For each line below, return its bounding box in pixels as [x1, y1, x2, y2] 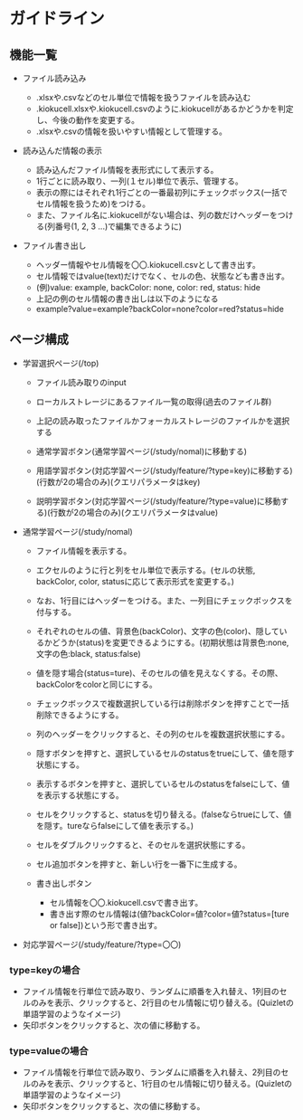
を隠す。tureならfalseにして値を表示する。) [35, 820, 194, 831]
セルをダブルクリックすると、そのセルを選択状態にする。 [35, 839, 251, 850]
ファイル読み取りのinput [35, 376, 127, 387]
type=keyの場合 [9, 963, 80, 976]
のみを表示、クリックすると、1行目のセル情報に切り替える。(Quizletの [30, 1078, 292, 1089]
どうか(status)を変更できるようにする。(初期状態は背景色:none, [52, 637, 289, 648]
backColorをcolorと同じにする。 [35, 679, 158, 689]
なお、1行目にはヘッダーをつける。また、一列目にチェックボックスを [35, 594, 293, 606]
